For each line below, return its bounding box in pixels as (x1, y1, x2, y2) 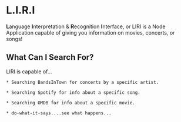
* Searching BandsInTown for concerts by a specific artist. (6, 79, 159, 85)
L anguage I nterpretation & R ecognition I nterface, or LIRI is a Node (6, 23, 166, 30)
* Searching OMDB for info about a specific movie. (6, 100, 135, 106)
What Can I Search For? (6, 52, 94, 62)
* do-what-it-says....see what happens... (6, 110, 112, 116)
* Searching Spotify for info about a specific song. (6, 89, 141, 96)
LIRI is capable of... (6, 68, 52, 75)
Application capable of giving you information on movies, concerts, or (6, 29, 175, 36)
